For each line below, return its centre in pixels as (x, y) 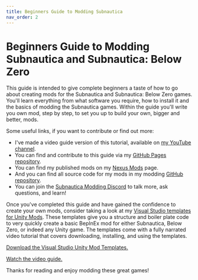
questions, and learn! (40, 193)
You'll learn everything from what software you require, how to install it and (98, 101)
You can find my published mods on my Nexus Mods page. (86, 168)
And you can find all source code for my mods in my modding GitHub (99, 174)
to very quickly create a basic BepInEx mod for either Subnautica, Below (94, 224)
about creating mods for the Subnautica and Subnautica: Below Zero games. (99, 94)
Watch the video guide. (34, 259)
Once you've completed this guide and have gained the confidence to (91, 205)
